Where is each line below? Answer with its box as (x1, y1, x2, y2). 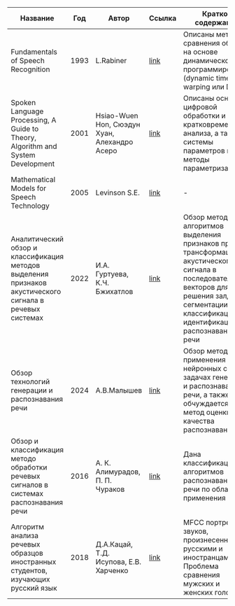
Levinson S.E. (95, 188, 140, 197)
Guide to (10, 124, 39, 134)
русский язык (10, 584, 57, 593)
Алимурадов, (95, 467, 141, 477)
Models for (10, 183, 47, 193)
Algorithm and (10, 141, 57, 151)
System (10, 150, 36, 160)
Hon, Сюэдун (95, 120, 141, 129)
